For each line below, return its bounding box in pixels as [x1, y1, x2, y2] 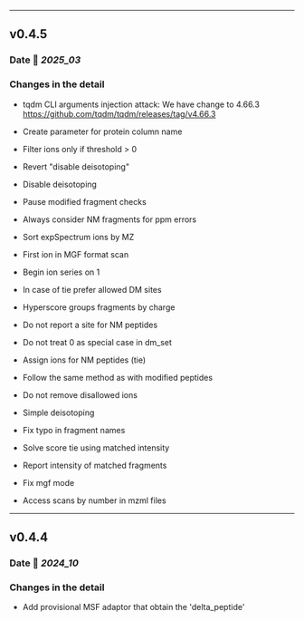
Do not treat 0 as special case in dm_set [22, 336, 172, 347]
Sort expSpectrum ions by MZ [22, 231, 135, 242]
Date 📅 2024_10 [9, 557, 79, 569]
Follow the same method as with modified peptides [22, 372, 214, 383]
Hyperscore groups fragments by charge [22, 301, 176, 313]
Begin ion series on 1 [22, 267, 100, 277]
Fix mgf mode [22, 477, 75, 488]
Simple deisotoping [22, 407, 95, 418]
